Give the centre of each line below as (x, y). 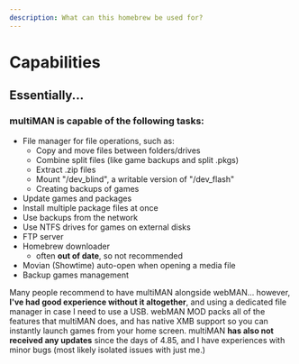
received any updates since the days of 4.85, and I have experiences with (147, 340)
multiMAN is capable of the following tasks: (107, 121)
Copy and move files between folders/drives (118, 150)
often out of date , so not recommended (109, 255)
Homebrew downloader (66, 246)
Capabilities (55, 62)
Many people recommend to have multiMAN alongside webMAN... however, (150, 292)
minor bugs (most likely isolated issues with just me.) (107, 350)
